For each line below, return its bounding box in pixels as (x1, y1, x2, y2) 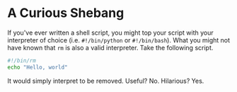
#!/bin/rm (7, 57, 37, 64)
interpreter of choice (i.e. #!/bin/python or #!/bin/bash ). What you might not (7, 35, 231, 44)
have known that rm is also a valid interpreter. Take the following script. (7, 43, 214, 52)
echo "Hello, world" (7, 64, 69, 71)
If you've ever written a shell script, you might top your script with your (7, 28, 214, 37)
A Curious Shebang (7, 5, 125, 21)
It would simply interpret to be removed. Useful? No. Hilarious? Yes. (7, 76, 204, 85)
